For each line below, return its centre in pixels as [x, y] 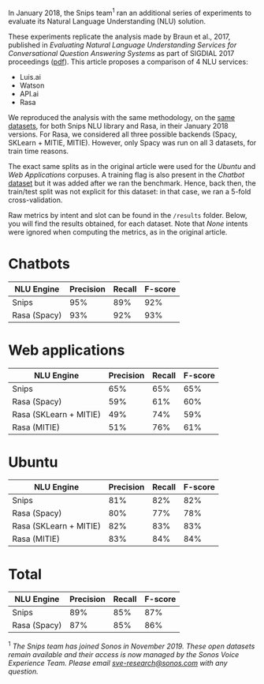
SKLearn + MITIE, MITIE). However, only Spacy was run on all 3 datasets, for [132, 142]
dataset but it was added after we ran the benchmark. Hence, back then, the [132, 183]
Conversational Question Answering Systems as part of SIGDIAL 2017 [121, 53]
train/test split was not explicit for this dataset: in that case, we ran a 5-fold [130, 191]
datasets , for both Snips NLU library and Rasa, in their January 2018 [118, 126]
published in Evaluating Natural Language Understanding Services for [123, 45]
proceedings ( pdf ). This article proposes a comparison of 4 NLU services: [128, 62]
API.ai [29, 93]
